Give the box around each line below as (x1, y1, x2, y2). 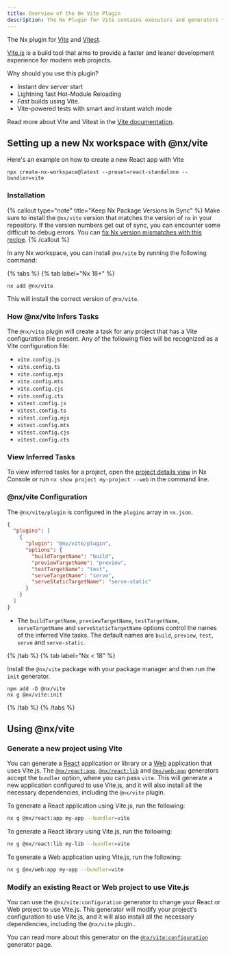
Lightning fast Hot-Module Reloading (16, 90, 122, 98)
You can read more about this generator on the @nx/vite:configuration (7, 933, 209, 941)
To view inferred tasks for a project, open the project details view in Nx (7, 468, 207, 476)
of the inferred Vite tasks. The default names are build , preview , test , (16, 631, 214, 639)
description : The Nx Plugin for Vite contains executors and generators (7, 16, 219, 23)
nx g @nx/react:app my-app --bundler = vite (7, 815, 130, 822)
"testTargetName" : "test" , (31, 566, 109, 572)
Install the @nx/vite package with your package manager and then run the (7, 664, 216, 673)
